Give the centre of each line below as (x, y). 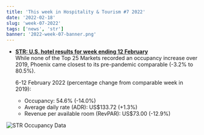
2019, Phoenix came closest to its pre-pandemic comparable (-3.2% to (104, 65)
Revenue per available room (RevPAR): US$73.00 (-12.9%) (97, 114)
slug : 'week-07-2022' (34, 23)
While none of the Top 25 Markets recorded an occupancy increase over (106, 58)
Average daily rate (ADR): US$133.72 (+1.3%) (81, 107)
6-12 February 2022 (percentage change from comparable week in (99, 83)
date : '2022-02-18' (31, 18)
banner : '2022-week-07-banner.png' (51, 35)
